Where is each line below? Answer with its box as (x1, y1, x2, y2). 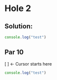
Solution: (4, 22, 33, 30)
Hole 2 (4, 3, 31, 14)
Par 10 (4, 48, 24, 56)
